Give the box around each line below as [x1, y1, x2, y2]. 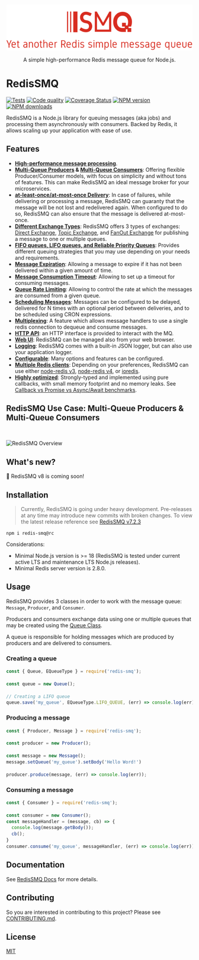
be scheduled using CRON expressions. [14, 310, 113, 318]
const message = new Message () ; [6, 753, 86, 759]
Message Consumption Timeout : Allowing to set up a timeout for [14, 273, 175, 280]
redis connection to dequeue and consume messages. [14, 323, 148, 330]
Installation [6, 490, 49, 500]
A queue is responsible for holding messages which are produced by [6, 633, 174, 640]
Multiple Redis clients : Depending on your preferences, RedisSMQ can [14, 361, 189, 368]
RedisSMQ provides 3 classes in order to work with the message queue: [6, 598, 182, 605]
